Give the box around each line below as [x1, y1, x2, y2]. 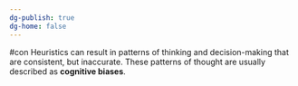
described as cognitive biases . [9, 65, 127, 77]
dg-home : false [9, 22, 67, 31]
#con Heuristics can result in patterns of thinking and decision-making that [9, 46, 290, 57]
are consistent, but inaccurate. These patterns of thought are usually [9, 56, 265, 67]
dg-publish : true [9, 13, 75, 23]
